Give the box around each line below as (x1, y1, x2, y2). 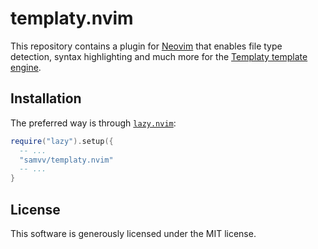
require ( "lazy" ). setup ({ (10, 136, 114, 146)
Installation (10, 90, 82, 107)
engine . (10, 61, 42, 73)
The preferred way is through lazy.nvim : (10, 117, 177, 129)
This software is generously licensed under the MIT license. (10, 227, 257, 239)
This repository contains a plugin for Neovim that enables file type (10, 40, 283, 52)
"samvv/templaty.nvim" (19, 155, 114, 165)
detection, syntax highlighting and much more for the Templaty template (10, 50, 308, 62)
